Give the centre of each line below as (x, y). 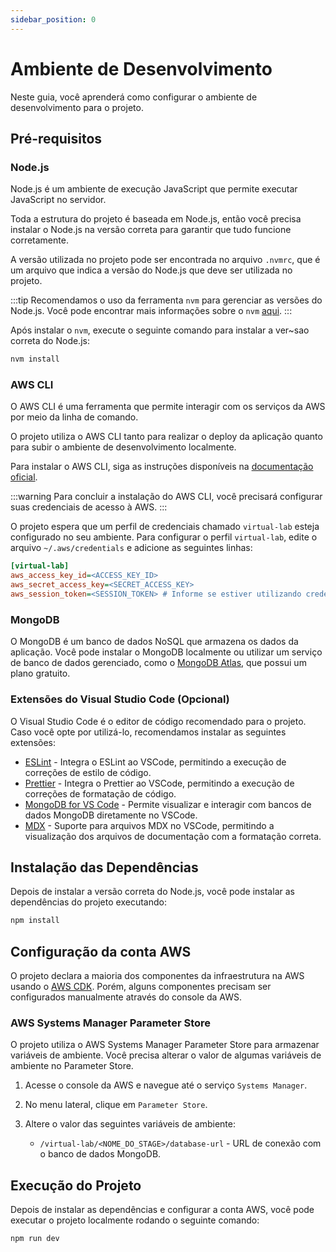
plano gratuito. (40, 673)
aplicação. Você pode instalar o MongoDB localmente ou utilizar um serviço (166, 652)
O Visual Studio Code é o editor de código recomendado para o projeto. (158, 721)
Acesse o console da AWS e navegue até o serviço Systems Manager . (166, 1085)
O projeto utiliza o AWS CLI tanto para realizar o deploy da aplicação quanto (166, 437)
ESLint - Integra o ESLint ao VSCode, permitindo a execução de (155, 762)
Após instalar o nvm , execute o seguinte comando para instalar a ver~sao (160, 330)
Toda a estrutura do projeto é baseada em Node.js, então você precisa (156, 219)
